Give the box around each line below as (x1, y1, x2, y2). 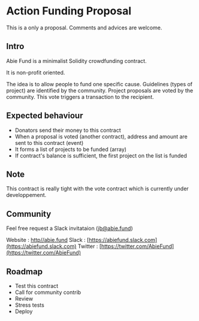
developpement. (6, 192, 47, 199)
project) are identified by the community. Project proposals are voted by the (6, 87, 194, 94)
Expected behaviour (6, 111, 83, 121)
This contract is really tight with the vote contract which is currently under (6, 185, 189, 192)
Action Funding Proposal (6, 4, 132, 18)
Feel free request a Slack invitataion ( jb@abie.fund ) (6, 225, 133, 232)
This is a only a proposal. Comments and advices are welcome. (6, 24, 162, 31)
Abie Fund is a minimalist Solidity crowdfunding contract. (6, 57, 147, 64)
